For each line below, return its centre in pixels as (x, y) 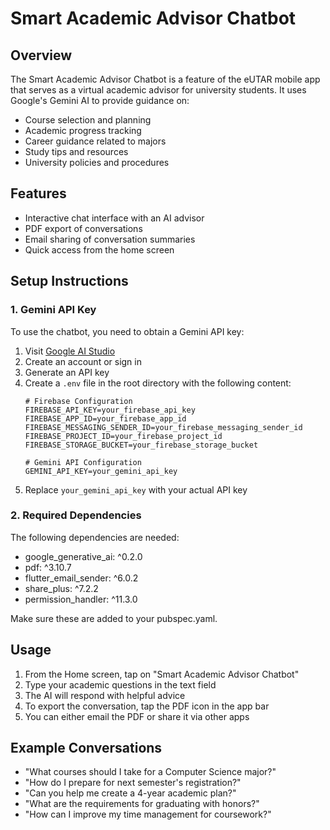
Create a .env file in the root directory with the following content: (158, 383)
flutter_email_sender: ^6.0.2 (81, 578)
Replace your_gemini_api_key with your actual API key (136, 489)
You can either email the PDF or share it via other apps (137, 716)
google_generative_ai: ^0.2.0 (83, 556)
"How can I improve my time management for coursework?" (148, 814)
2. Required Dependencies (76, 515)
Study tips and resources (76, 151)
